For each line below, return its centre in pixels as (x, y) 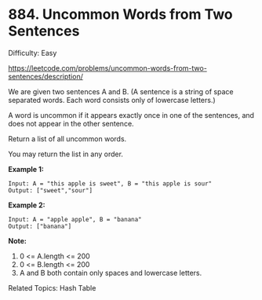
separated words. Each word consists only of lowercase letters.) (112, 100)
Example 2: (27, 205)
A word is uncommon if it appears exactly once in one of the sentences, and (131, 115)
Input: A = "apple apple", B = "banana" (75, 219)
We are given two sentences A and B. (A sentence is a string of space (121, 91)
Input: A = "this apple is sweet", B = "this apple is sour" (110, 183)
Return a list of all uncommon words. (67, 138)
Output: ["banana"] (40, 226)
